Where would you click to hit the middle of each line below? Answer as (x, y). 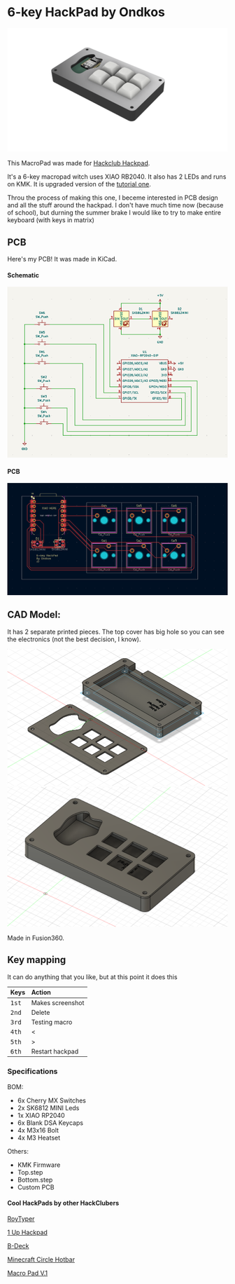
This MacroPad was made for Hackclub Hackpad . (79, 163)
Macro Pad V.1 (28, 1273)
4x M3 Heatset (39, 1138)
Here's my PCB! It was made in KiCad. (62, 259)
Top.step (30, 1172)
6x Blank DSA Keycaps (50, 1123)
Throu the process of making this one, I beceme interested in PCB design (113, 198)
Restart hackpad (55, 1051)
